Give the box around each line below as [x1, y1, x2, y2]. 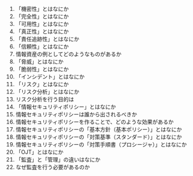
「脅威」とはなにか [15, 58, 64, 65]
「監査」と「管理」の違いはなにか [15, 156, 101, 163]
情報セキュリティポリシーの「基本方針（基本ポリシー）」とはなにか [15, 126, 182, 133]
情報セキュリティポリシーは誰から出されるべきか [15, 111, 138, 118]
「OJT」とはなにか [15, 148, 64, 156]
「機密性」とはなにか [15, 5, 69, 12]
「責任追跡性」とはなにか [15, 36, 80, 42]
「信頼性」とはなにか [15, 43, 69, 50]
